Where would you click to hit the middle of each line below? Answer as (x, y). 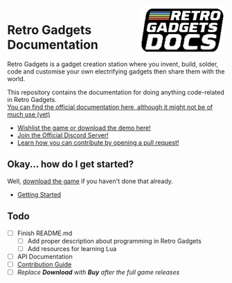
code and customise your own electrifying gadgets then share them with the (116, 71)
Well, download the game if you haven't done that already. (90, 181)
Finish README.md (45, 233)
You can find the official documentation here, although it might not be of (110, 107)
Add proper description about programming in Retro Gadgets (115, 241)
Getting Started (39, 194)
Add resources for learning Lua (72, 248)
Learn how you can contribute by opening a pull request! (98, 142)
